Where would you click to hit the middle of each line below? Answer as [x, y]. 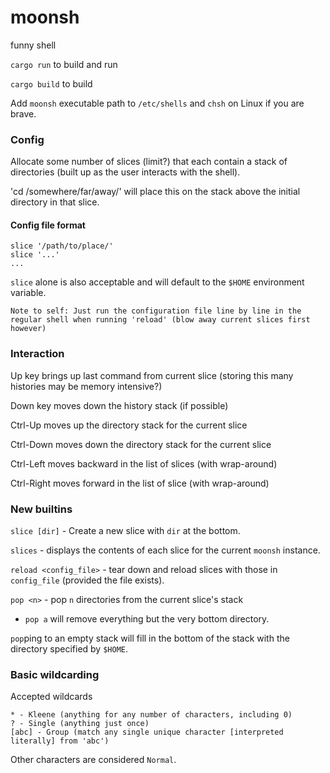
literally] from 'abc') [60, 741]
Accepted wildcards [51, 697]
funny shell [33, 45]
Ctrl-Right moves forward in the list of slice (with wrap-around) [140, 483]
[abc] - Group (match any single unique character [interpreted [147, 732]
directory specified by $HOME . [69, 649]
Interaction [37, 354]
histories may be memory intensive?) [86, 386]
